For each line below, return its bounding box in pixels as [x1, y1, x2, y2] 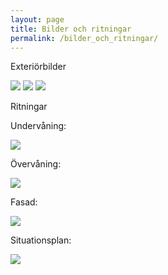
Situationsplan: [10, 234, 72, 246]
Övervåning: [10, 158, 62, 170]
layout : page [10, 14, 65, 25]
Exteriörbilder [10, 61, 67, 73]
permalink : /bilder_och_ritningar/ [10, 33, 159, 43]
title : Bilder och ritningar [10, 24, 132, 34]
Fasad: [10, 196, 38, 208]
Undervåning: [10, 120, 67, 132]
